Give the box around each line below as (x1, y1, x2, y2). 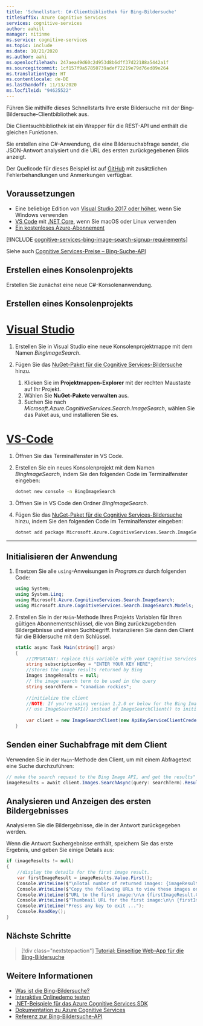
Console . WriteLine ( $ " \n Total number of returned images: (17, 880, 164, 886)
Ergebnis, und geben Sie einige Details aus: (6, 847, 115, 854)
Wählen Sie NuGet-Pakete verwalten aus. (24, 392, 129, 399)
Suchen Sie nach (24, 398, 66, 405)
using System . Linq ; (14, 592, 65, 598)
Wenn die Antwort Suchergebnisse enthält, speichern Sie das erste (6, 840, 173, 847)
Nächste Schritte (6, 931, 71, 941)
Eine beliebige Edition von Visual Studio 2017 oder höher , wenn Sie (14, 205, 181, 212)
